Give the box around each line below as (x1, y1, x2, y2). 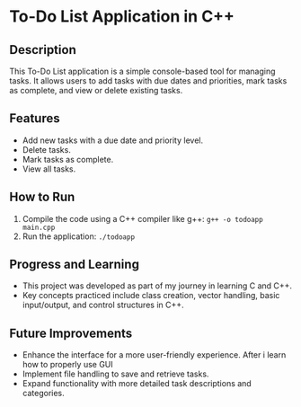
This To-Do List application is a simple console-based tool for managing (9, 66, 276, 76)
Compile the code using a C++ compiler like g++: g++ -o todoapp (22, 213, 263, 224)
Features (9, 111, 60, 127)
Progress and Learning (9, 257, 139, 272)
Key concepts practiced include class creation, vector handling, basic (22, 290, 280, 301)
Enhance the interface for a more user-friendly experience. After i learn (22, 349, 287, 360)
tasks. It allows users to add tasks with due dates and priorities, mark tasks (9, 75, 288, 86)
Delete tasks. (22, 144, 72, 155)
